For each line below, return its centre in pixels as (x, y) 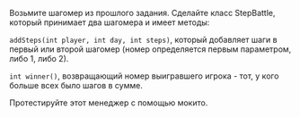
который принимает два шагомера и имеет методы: (110, 22)
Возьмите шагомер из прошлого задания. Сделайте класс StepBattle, (142, 13)
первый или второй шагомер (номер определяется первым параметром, (150, 49)
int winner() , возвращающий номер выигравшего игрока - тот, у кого (144, 76)
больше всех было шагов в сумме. (76, 85)
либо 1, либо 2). (39, 58)
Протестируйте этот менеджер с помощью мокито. (109, 103)
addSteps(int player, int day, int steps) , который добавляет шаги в (143, 40)
